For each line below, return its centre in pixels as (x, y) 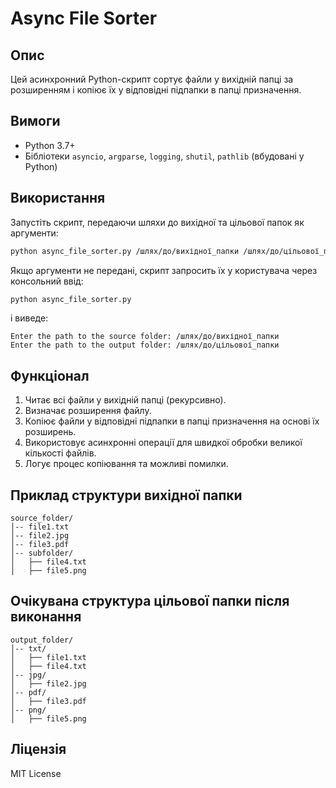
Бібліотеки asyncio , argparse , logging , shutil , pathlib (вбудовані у (164, 156)
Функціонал (50, 375)
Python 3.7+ (50, 145)
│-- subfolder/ (42, 553)
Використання (58, 198)
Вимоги (35, 121)
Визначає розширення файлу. (88, 411)
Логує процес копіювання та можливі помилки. (126, 464)
